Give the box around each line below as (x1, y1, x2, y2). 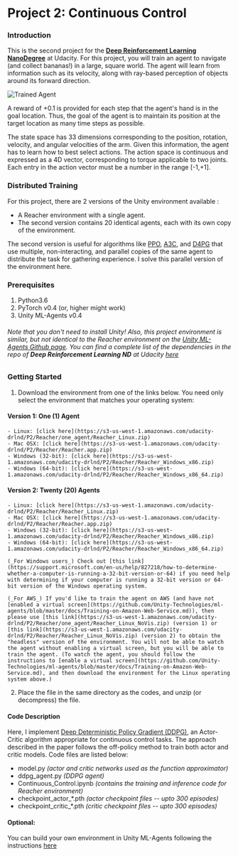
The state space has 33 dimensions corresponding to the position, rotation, (7, 133, 228, 141)
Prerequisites (7, 280, 55, 290)
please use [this (7, 614, 59, 621)
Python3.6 (17, 296, 48, 304)
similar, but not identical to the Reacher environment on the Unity (7, 335, 198, 344)
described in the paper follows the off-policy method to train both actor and (7, 743, 229, 752)
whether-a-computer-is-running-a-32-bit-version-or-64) (7, 570, 176, 578)
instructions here (7, 841, 57, 850)
